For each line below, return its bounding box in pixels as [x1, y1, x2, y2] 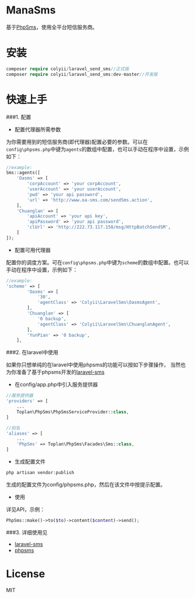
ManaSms [6, 4, 56, 17]
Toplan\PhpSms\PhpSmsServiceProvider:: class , [16, 409, 130, 415]
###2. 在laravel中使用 [6, 349, 58, 356]
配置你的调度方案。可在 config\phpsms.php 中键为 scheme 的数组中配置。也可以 [6, 258, 189, 266]
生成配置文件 [14, 458, 46, 465]
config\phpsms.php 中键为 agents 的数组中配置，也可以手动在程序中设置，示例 [6, 146, 189, 153]
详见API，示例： [6, 506, 46, 513]
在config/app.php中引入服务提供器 [14, 381, 98, 388]
